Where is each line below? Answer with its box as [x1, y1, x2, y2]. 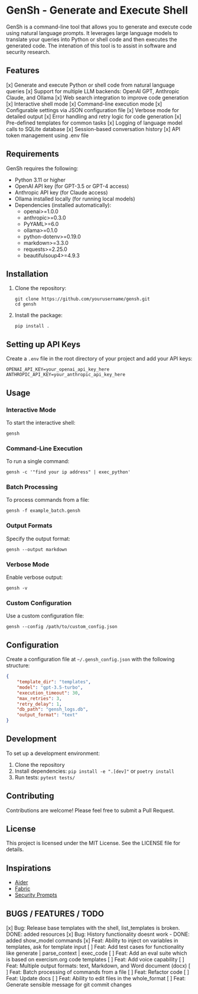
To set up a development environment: [6, 750, 100, 757]
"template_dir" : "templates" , [17, 679, 92, 685]
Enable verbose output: [6, 574, 63, 581]
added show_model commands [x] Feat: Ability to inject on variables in [6, 937, 178, 944]
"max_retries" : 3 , [17, 695, 62, 702]
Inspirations [6, 863, 51, 873]
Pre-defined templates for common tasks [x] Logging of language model [6, 119, 183, 126]
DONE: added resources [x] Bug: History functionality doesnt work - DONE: [6, 931, 190, 938]
